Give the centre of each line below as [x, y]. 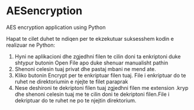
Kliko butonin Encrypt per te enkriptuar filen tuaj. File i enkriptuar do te [100, 75]
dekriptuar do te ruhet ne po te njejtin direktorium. [75, 100]
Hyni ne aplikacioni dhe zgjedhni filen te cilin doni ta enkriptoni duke [98, 56]
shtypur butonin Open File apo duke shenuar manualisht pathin [91, 63]
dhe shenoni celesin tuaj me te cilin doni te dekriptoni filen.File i [92, 94]
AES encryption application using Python [56, 27]
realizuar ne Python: [31, 45]
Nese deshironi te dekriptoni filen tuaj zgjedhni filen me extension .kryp [101, 88]
